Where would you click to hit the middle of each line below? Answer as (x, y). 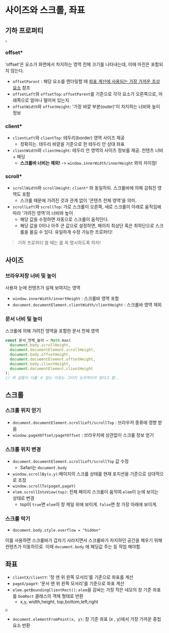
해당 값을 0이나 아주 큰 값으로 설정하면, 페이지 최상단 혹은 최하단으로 (87, 226)
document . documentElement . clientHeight (52, 368)
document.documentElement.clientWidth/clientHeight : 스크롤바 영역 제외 (87, 304)
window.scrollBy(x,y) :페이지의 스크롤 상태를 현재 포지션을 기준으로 (79, 474)
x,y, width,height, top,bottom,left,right (59, 602)
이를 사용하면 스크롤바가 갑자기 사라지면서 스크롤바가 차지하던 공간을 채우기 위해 (84, 540)
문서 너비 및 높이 (24, 319)
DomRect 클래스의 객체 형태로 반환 (51, 596)
